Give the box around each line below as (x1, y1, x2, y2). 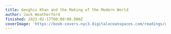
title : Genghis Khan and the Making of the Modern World (5, 7, 129, 12)
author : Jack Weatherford (5, 12, 60, 17)
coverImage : (5, 21, 31, 26)
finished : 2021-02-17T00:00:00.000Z (5, 16, 83, 21)
